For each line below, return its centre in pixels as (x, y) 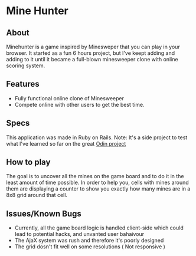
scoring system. (26, 65)
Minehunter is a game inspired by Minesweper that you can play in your (93, 47)
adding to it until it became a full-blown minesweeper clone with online (92, 59)
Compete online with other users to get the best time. (79, 104)
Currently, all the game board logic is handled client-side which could (99, 228)
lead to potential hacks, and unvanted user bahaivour (79, 234)
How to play (28, 163)
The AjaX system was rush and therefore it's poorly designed (89, 241)
